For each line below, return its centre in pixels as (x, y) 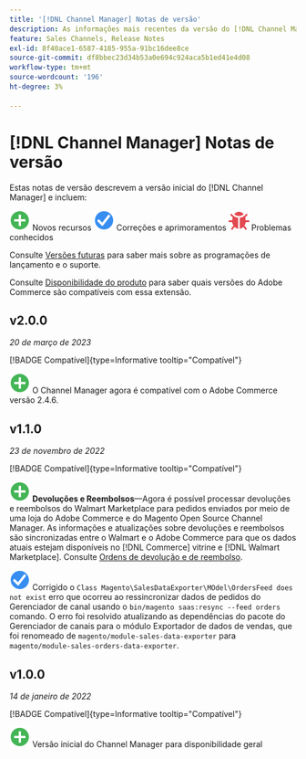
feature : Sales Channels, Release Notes (87, 38)
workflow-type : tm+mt (51, 68)
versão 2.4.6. (34, 400)
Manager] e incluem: (48, 197)
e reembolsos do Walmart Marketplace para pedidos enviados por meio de (149, 509)
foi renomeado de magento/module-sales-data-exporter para (123, 636)
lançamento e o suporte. (56, 264)
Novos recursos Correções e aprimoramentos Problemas (161, 227)
